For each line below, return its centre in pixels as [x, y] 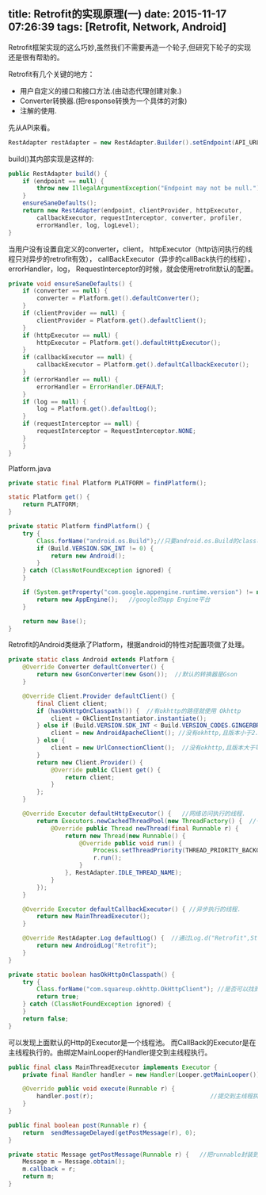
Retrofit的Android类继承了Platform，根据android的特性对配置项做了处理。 [129, 645]
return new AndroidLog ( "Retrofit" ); [97, 946]
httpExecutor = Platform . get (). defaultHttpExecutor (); [129, 343]
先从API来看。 [31, 127]
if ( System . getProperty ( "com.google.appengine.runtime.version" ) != [138, 592]
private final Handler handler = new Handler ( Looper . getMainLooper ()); [143, 1074]
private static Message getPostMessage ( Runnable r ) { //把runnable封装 [131, 1155]
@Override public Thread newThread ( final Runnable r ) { [144, 828]
